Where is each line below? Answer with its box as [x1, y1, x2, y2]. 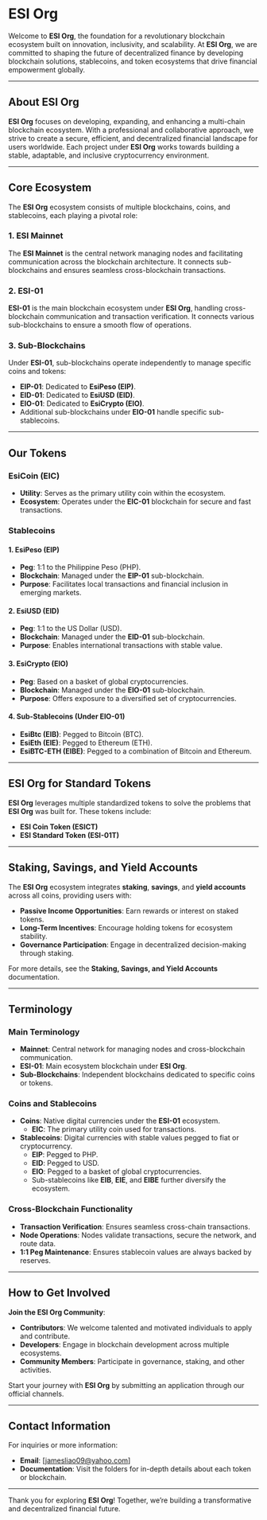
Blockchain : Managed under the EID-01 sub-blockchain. [19, 632, 205, 641]
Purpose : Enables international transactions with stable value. [19, 641, 222, 650]
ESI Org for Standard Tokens [8, 777, 151, 790]
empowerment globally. [8, 64, 86, 74]
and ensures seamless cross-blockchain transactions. [48, 265, 226, 275]
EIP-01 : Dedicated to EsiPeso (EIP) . [19, 382, 137, 392]
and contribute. [19, 1331, 70, 1341]
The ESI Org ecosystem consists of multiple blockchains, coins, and [8, 202, 230, 212]
